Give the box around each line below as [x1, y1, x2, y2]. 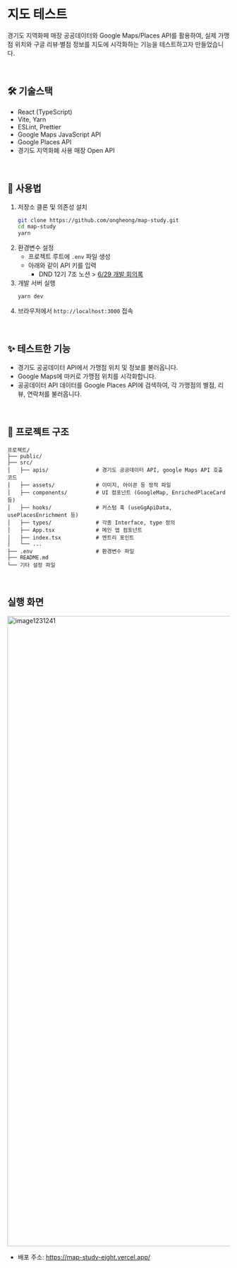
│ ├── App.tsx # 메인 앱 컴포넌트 [7, 526, 142, 534]
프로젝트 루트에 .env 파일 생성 [28, 252, 111, 261]
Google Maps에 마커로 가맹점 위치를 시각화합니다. [17, 372, 157, 380]
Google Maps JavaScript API [17, 130, 102, 139]
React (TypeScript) [17, 107, 73, 116]
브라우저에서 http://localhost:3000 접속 [17, 307, 134, 315]
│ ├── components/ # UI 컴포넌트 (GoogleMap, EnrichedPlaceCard [7, 489, 226, 496]
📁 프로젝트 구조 [7, 426, 69, 438]
